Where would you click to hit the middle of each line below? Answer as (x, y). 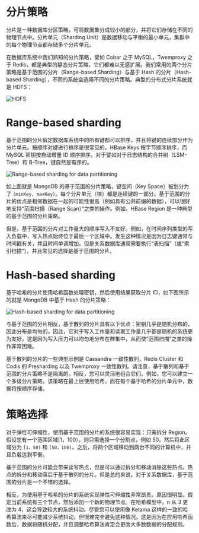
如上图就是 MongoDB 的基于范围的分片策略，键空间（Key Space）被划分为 (98, 186)
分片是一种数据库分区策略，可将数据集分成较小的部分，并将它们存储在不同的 (99, 30)
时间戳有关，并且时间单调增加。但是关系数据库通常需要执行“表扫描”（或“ (95, 243)
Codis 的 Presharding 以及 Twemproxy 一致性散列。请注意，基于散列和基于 (98, 366)
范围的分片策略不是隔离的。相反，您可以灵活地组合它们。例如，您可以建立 (97, 373)
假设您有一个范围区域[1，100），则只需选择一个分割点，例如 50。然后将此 (96, 439)
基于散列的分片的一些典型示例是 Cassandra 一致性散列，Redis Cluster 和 (95, 358)
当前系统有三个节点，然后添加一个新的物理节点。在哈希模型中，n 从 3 (96, 502)
